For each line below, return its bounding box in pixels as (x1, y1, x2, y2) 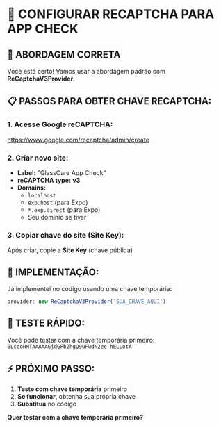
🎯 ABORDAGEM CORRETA (7, 49, 121, 60)
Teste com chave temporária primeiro (17, 385, 127, 393)
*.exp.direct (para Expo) (27, 205, 101, 214)
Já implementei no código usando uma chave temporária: (7, 285, 172, 293)
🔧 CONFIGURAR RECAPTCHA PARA (7, 6, 215, 22)
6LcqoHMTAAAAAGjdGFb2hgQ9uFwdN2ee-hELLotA (7, 343, 132, 350)
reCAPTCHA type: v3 (17, 176, 81, 184)
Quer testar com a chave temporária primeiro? (7, 413, 144, 421)
